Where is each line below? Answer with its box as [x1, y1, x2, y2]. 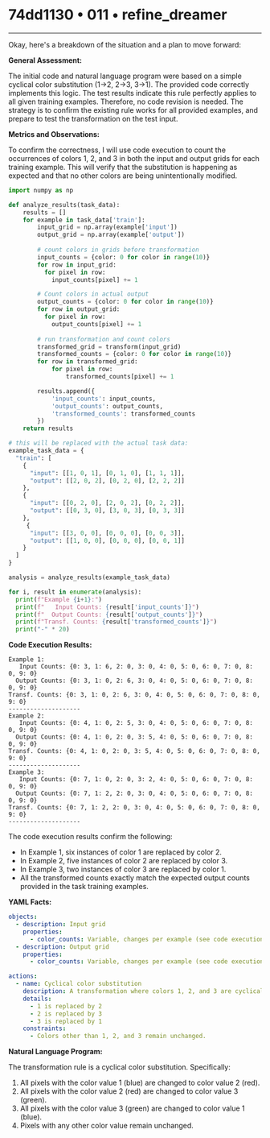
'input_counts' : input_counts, [51, 395, 157, 403]
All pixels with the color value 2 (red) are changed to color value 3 [19, 1086, 239, 1096]
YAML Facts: [8, 897, 52, 907]
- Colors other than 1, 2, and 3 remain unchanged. [29, 1032, 207, 1041]
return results [22, 424, 74, 432]
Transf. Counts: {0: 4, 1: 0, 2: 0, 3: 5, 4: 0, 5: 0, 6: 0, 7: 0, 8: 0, [8, 747, 261, 755]
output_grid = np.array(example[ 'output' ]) [37, 231, 185, 239]
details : [22, 995, 52, 1003]
